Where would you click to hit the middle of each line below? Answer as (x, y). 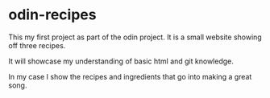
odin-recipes (52, 15)
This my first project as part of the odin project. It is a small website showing (135, 37)
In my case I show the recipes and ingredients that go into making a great (130, 76)
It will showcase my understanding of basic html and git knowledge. (121, 61)
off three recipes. (37, 45)
